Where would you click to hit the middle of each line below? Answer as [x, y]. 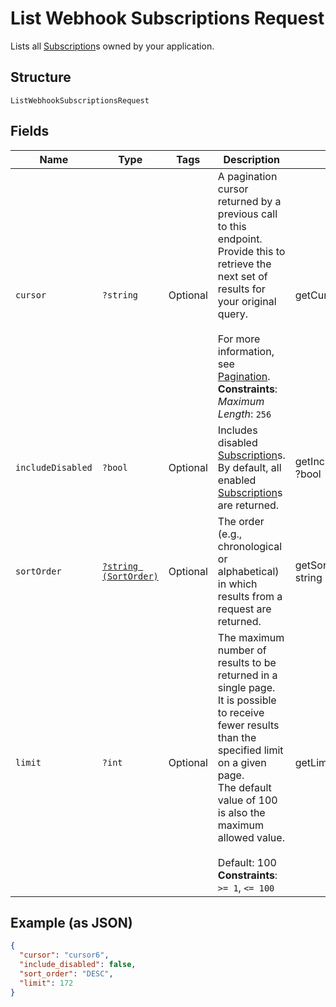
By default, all [249, 467]
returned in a [247, 675]
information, [246, 351]
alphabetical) [248, 571]
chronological [250, 546]
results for [241, 289]
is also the [241, 812]
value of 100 [247, 800]
